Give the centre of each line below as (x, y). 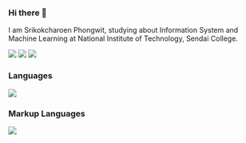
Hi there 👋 (28, 13)
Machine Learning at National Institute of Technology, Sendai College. (123, 38)
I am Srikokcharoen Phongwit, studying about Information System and (123, 30)
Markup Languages (47, 113)
